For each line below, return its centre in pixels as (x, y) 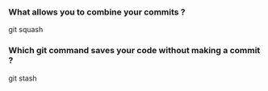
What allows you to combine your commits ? (97, 12)
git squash (26, 30)
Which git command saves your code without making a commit (134, 51)
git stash (23, 78)
